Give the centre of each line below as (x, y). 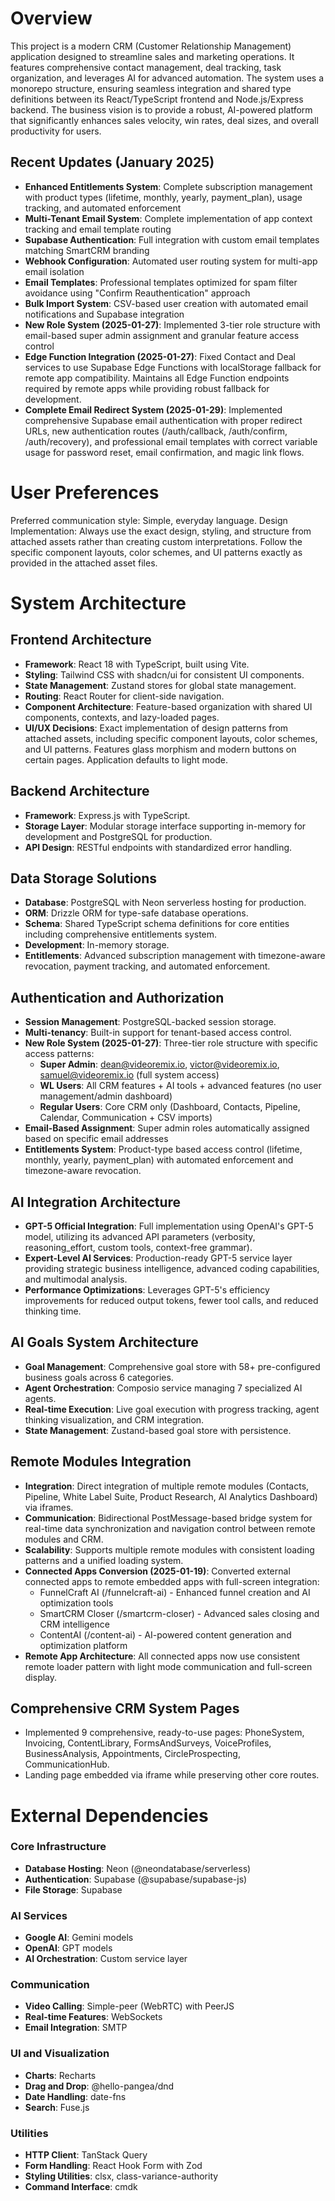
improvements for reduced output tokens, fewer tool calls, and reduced (171, 1300)
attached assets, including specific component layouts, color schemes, (171, 738)
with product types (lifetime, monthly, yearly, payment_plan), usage (163, 197)
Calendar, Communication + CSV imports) (126, 1118)
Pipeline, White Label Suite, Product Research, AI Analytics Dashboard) (171, 1496)
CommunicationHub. (67, 1764)
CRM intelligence (75, 1624)
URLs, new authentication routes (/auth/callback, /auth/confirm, (156, 431)
